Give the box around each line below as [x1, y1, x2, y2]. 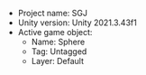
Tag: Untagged [31, 46, 87, 57]
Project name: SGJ [17, 8, 88, 18]
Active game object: [17, 27, 93, 37]
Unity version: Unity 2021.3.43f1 [17, 17, 137, 28]
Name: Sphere [31, 36, 86, 47]
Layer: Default [31, 56, 84, 66]
